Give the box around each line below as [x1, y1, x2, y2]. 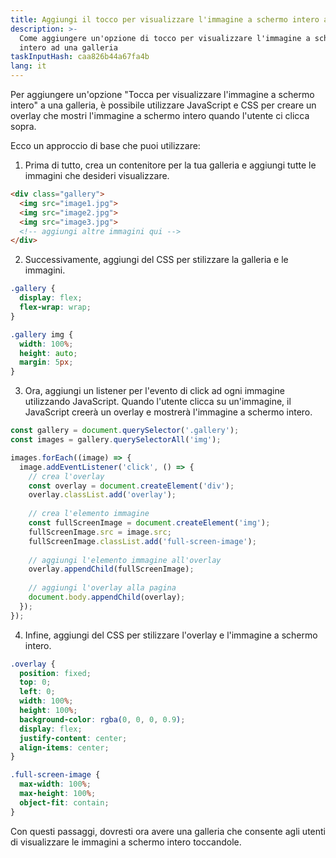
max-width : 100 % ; [19, 779, 92, 790]
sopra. [10, 121, 37, 132]
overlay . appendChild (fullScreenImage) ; [28, 564, 195, 575]
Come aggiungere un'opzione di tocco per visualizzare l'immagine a [19, 33, 311, 43]
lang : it [10, 61, 47, 71]
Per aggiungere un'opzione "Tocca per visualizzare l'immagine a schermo [10, 89, 315, 100]
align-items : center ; [19, 742, 110, 753]
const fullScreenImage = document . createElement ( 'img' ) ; [28, 518, 271, 528]
